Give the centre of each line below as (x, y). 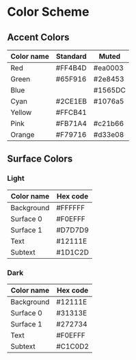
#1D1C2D (72, 252)
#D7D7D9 (72, 230)
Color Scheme (48, 12)
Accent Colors (38, 37)
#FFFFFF (70, 207)
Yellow (21, 112)
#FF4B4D (71, 68)
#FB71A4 (71, 124)
